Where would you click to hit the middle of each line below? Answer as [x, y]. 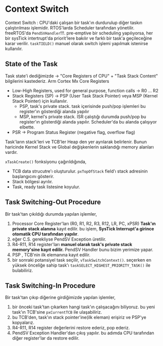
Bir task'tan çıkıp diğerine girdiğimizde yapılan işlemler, [60, 297]
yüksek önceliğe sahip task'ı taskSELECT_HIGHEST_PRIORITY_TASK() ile [81, 265]
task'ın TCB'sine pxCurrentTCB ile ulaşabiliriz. [57, 312]
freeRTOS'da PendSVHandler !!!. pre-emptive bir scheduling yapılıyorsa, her [79, 33]
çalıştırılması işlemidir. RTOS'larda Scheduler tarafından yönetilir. [70, 27]
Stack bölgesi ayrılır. [32, 181]
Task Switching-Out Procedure [53, 202]
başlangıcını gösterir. [33, 176]
